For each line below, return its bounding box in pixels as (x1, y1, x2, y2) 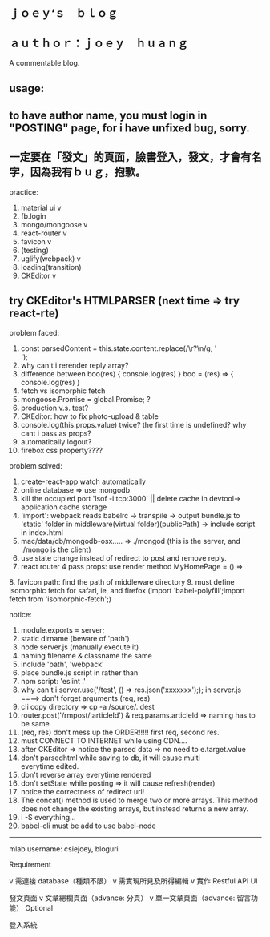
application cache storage (20, 502, 107, 512)
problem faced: (9, 328, 59, 337)
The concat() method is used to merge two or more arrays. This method (20, 795, 259, 805)
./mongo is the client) (20, 545, 91, 554)
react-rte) (9, 307, 59, 320)
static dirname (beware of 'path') (20, 633, 131, 643)
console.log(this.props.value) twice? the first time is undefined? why (20, 420, 247, 429)
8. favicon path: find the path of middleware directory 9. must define (9, 577, 235, 586)
